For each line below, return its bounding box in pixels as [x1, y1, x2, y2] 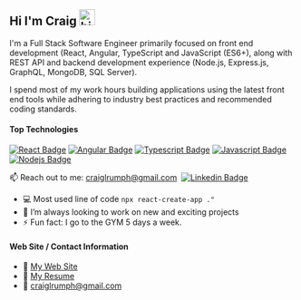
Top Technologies [9, 124, 79, 135]
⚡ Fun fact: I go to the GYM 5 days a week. [22, 217, 182, 227]
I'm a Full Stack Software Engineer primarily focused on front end [9, 37, 254, 48]
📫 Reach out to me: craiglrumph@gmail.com [9, 172, 178, 183]
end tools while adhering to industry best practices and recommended [9, 93, 272, 104]
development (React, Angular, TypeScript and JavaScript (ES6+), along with [9, 47, 293, 58]
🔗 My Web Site [22, 261, 79, 272]
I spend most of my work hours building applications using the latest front [9, 83, 285, 95]
